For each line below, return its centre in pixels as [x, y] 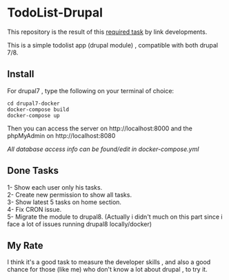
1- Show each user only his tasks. [55, 187]
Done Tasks [33, 171]
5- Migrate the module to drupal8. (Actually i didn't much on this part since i [115, 217]
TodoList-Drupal [55, 13]
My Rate [25, 245]
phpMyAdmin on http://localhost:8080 [61, 135]
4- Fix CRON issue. [34, 209]
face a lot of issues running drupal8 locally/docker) [80, 224]
